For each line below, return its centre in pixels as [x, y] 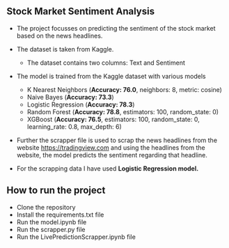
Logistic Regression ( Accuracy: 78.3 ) [81, 104]
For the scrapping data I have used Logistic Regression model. [108, 168]
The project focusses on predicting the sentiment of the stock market [116, 28]
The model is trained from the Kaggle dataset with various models [111, 76]
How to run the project [56, 191]
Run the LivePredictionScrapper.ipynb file [76, 237]
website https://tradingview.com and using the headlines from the [111, 147]
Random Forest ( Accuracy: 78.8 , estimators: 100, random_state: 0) [123, 111]
